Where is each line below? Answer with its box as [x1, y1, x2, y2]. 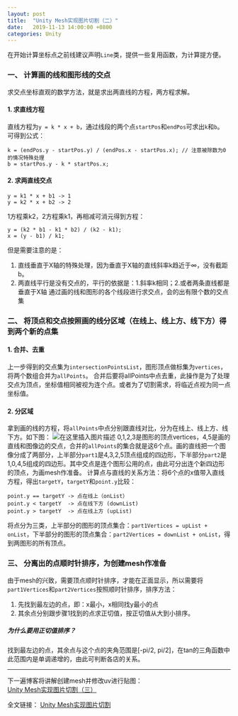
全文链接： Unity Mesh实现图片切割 [7, 700, 111, 709]
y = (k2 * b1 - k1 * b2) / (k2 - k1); [7, 226, 122, 233]
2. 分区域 [7, 406, 34, 416]
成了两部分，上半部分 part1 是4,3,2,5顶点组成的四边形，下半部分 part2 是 [19, 450, 227, 459]
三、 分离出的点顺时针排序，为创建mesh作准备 [7, 558, 166, 568]
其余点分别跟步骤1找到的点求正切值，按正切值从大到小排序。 [17, 609, 195, 617]
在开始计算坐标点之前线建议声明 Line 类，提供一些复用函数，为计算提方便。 [7, 50, 225, 59]
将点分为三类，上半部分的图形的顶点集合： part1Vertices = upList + [7, 521, 208, 530]
